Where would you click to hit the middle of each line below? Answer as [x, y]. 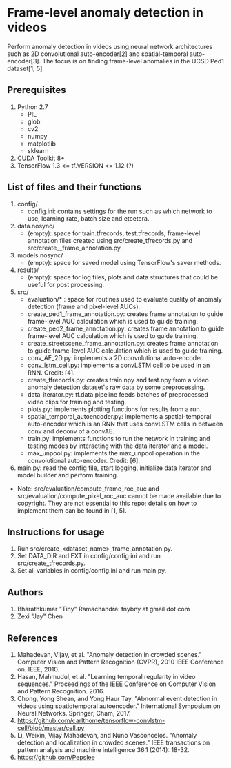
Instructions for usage [56, 532]
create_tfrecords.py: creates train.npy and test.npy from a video [118, 380]
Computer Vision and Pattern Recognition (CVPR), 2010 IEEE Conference [120, 662]
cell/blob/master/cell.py [51, 728]
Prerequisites [37, 90]
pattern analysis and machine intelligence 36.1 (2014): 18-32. [103, 750]
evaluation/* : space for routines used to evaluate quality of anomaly [124, 299]
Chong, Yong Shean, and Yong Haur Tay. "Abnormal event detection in [117, 699]
